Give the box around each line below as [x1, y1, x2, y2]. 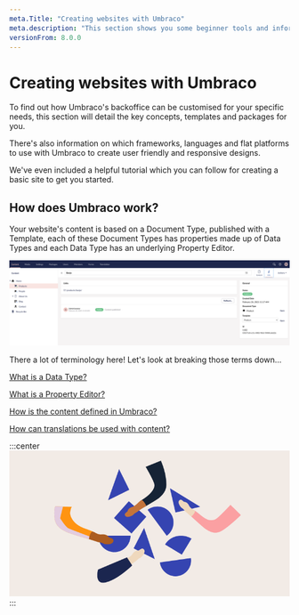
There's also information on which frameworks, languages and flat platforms [9, 138, 289, 149]
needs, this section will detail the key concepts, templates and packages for [9, 111, 287, 122]
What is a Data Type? [9, 371, 87, 382]
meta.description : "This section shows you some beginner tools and [9, 23, 269, 33]
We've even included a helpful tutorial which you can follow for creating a [9, 165, 279, 175]
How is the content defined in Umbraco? [9, 406, 158, 417]
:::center [9, 441, 40, 451]
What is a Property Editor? [9, 388, 105, 400]
